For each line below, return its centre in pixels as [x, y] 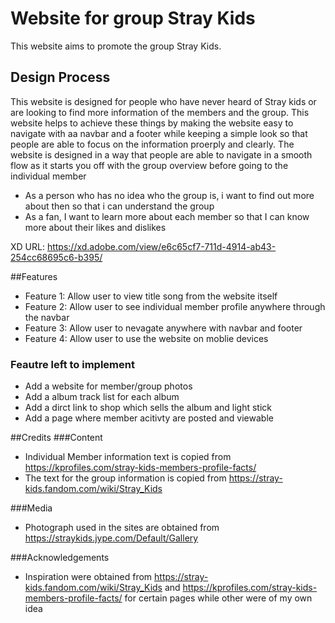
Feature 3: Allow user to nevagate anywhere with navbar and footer [163, 328]
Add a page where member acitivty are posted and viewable [149, 418]
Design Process [60, 77]
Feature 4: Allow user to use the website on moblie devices [146, 338]
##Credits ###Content [56, 438]
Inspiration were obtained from [88, 577]
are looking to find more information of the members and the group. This [160, 112]
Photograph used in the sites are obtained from [122, 528]
